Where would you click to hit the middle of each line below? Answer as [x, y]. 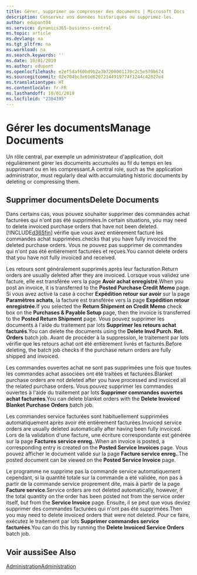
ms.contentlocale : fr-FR [36, 88]
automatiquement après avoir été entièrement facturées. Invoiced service [94, 422]
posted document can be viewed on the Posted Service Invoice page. [91, 460]
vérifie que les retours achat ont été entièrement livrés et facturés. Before [94, 344]
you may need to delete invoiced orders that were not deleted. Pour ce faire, [98, 515]
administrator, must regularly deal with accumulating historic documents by [97, 175]
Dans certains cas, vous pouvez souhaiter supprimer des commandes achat [98, 214]
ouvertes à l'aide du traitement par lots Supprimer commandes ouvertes [94, 393]
